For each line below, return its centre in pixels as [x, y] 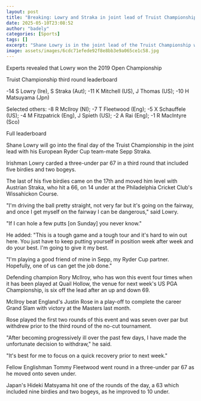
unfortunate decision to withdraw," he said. [59, 344]
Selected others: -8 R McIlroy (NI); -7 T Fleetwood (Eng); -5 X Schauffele [96, 109]
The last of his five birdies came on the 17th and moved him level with [92, 181]
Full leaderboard [26, 133]
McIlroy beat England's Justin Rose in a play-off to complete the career [94, 301]
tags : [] [17, 40]
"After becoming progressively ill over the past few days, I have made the [96, 337]
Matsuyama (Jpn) [28, 97]
